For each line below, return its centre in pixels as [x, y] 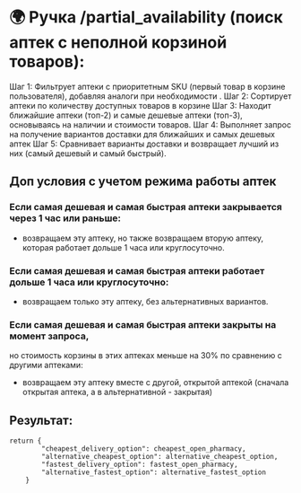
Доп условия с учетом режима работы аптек [143, 182]
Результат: [41, 420]
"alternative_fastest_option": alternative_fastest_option [154, 472]
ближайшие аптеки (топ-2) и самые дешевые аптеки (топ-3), [126, 115]
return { [26, 441]
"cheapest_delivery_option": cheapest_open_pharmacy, [144, 449]
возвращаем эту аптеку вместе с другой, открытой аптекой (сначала [155, 383]
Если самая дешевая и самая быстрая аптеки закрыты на [143, 324]
